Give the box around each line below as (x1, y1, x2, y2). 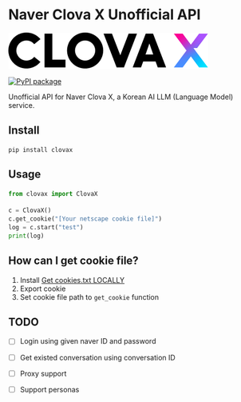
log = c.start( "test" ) (8, 224, 84, 232)
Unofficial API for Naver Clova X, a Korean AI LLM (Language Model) (8, 92, 234, 101)
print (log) (8, 232, 45, 240)
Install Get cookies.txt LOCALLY (19, 275, 125, 285)
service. (8, 100, 35, 109)
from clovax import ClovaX (8, 189, 98, 197)
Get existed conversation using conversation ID (19, 352, 176, 362)
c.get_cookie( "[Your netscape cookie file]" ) (8, 215, 162, 223)
